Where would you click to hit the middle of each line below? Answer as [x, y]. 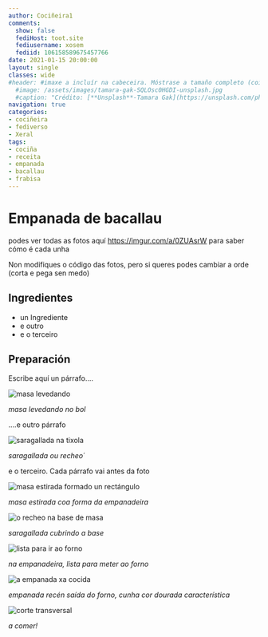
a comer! [23, 626]
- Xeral [21, 134]
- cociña [23, 149]
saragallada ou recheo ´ [47, 456]
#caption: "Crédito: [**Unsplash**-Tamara [87, 97]
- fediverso [28, 127]
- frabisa [25, 179]
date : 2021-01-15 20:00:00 [53, 61]
